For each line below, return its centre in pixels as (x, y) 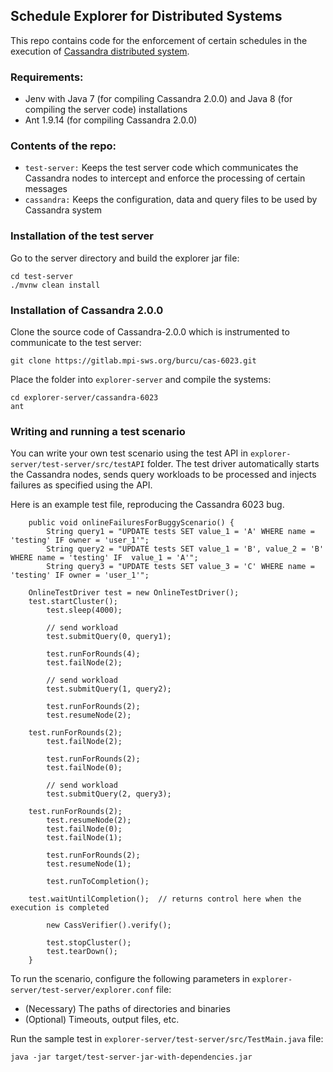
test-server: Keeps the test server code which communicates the (161, 168)
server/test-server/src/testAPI (77, 465)
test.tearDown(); (82, 952)
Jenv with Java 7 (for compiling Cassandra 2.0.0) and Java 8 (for (158, 99)
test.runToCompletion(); (98, 882)
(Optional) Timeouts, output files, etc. (102, 1020)
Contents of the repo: (63, 146)
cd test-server (42, 276)
